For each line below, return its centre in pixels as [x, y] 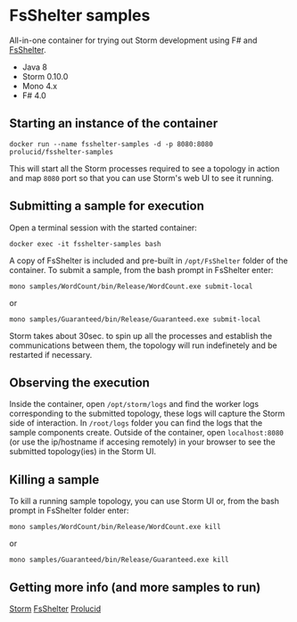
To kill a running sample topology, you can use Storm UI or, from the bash [144, 502]
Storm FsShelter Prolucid [55, 609]
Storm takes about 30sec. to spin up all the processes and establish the [141, 336]
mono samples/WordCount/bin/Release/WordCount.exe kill [115, 527]
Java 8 [34, 67]
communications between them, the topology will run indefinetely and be [144, 345]
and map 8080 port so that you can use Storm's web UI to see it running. [141, 178]
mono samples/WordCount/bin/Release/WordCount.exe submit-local [131, 286]
